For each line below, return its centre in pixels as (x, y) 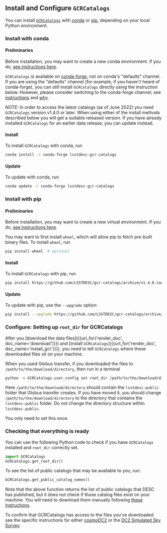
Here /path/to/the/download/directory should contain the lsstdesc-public (82, 387)
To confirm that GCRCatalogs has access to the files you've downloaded (80, 515)
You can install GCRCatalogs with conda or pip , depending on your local (78, 20)
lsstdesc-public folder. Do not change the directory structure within (75, 403)
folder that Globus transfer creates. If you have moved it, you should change (83, 393)
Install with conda (27, 38)
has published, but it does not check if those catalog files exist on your (78, 495)
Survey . (13, 526)
